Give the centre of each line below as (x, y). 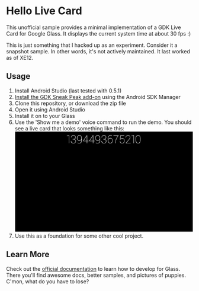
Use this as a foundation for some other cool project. (79, 236)
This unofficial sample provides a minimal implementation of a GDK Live (94, 27)
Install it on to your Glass (45, 116)
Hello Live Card (44, 11)
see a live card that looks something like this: (69, 128)
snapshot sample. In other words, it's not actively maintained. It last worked (98, 51)
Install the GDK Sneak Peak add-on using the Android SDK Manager (97, 97)
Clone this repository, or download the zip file (70, 103)
